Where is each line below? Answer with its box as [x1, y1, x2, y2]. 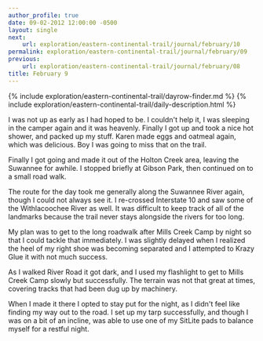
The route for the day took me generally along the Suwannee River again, [8, 187, 245, 196]
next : [8, 33, 26, 42]
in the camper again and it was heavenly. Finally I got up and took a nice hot [8, 123, 254, 132]
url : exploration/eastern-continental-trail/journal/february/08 [22, 63, 241, 71]
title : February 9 [8, 70, 68, 78]
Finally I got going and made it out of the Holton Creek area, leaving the [8, 154, 239, 165]
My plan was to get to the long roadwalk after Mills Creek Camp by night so [8, 227, 252, 236]
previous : [8, 56, 41, 63]
